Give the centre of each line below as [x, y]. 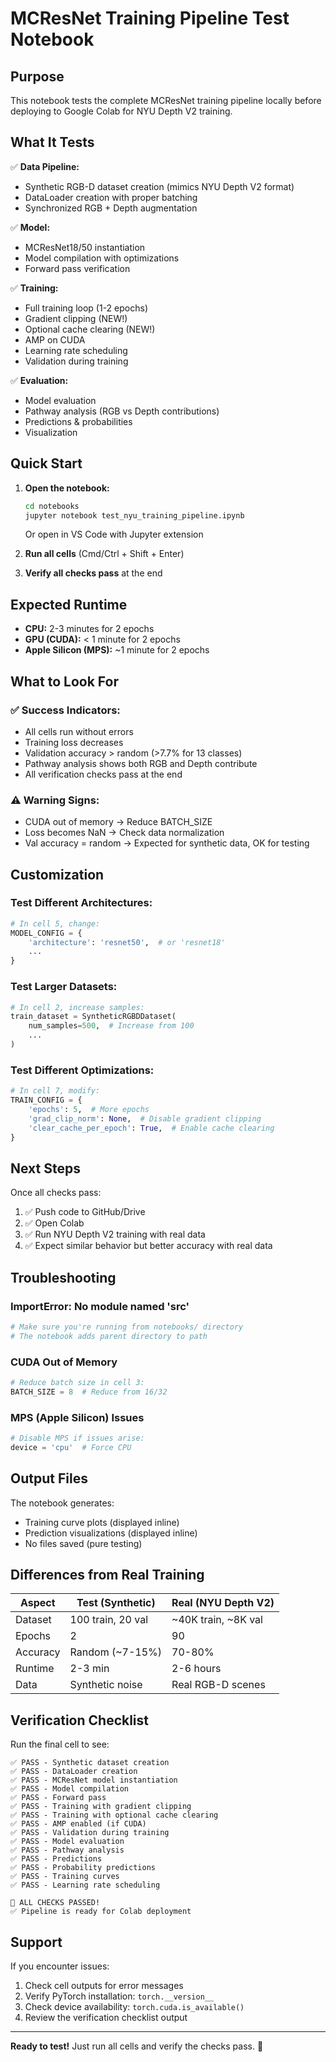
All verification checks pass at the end [103, 774]
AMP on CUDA [55, 339]
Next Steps [45, 1168]
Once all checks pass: [56, 1193]
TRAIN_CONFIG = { [46, 1100]
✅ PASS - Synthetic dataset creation [90, 1763]
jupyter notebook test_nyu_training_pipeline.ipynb [134, 515]
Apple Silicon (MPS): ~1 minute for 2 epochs [117, 650]
